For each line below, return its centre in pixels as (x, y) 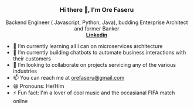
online (20, 101)
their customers (32, 59)
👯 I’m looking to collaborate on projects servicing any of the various (94, 65)
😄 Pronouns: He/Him (38, 86)
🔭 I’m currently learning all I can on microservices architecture (88, 46)
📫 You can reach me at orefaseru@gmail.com (69, 78)
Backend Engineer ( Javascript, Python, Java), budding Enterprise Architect (97, 22)
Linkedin (97, 35)
